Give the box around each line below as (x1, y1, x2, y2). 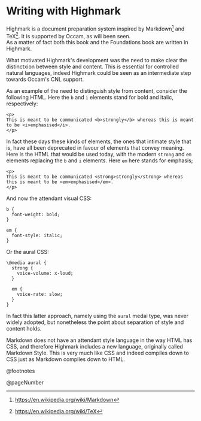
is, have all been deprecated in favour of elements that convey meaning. (6, 144, 184, 152)
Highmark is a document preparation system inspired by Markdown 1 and (6, 24, 185, 32)
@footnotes (6, 367, 35, 375)
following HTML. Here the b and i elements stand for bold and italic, (6, 94, 173, 101)
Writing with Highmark (6, 4, 121, 18)
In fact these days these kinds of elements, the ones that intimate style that (6, 138, 191, 145)
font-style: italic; (11, 232, 63, 239)
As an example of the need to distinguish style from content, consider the (6, 87, 187, 95)
